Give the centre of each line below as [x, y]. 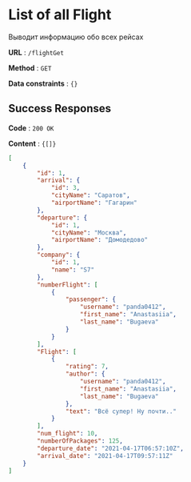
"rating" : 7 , [87, 367]
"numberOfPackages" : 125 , [80, 441]
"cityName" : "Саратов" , [90, 195]
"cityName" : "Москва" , [89, 233]
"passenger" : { [90, 299]
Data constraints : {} [43, 83]
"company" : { [59, 255]
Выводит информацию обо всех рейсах [76, 37]
